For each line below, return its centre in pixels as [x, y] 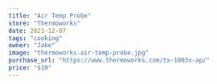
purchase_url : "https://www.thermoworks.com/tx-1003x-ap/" [109, 61]
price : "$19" [30, 68]
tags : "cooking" [35, 38]
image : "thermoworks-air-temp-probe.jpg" [79, 53]
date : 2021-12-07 [37, 30]
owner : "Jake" [32, 46]
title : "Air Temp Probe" [50, 16]
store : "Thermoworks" [45, 23]
